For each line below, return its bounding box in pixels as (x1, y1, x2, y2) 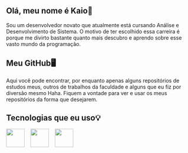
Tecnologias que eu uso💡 (6, 113, 101, 123)
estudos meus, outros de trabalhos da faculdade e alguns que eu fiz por (6, 83, 182, 90)
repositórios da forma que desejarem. (6, 96, 98, 103)
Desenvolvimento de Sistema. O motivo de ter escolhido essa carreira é (6, 28, 180, 35)
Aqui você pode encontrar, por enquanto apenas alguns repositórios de (6, 77, 180, 84)
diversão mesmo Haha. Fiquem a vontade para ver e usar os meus (6, 89, 167, 96)
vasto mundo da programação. (6, 40, 81, 47)
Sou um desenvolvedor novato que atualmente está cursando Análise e (6, 21, 179, 28)
